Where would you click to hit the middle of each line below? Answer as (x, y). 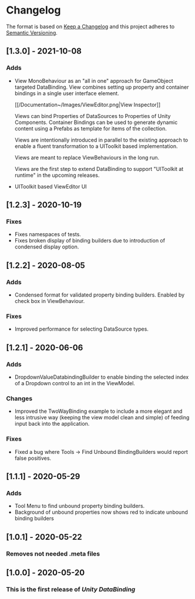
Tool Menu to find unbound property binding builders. (80, 506)
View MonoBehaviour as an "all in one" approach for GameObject (94, 80)
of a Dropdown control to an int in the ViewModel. (75, 383)
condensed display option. (47, 247)
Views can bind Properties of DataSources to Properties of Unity (93, 116)
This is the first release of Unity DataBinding (71, 589)
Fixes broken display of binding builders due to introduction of (90, 241)
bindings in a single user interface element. (67, 93)
